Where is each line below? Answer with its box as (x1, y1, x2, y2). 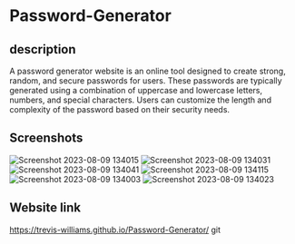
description (9, 42, 76, 57)
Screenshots (9, 131, 84, 146)
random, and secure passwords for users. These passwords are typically (9, 75, 283, 86)
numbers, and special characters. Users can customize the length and (9, 94, 272, 105)
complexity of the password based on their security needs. (9, 104, 230, 114)
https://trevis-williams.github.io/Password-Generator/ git (9, 224, 221, 235)
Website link (9, 200, 82, 216)
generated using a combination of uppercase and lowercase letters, (9, 85, 263, 95)
